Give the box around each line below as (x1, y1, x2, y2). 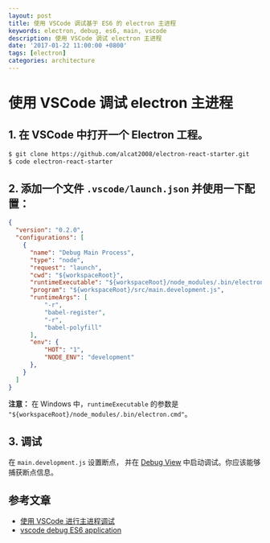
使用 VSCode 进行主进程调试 (19, 516, 115, 526)
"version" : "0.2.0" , (15, 226, 84, 234)
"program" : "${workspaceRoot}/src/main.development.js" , (29, 286, 225, 294)
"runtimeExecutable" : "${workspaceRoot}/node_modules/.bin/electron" (29, 278, 268, 286)
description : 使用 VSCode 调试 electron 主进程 (8, 34, 162, 43)
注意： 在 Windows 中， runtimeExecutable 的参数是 (8, 399, 179, 409)
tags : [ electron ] (8, 49, 67, 57)
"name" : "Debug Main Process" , (29, 249, 135, 257)
